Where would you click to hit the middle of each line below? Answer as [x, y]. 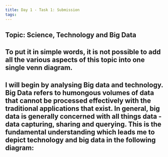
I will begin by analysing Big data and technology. [84, 85]
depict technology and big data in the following [80, 140]
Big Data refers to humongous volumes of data [80, 93]
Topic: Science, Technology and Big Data [71, 35]
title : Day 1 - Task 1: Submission [43, 10]
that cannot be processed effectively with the [78, 100]
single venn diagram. [39, 68]
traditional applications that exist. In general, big [82, 108]
